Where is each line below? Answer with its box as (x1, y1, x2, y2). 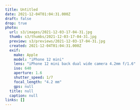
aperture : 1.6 (14, 71, 42, 75)
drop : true (5, 20, 27, 26)
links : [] (5, 98, 25, 103)
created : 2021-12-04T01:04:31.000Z (9, 43, 82, 48)
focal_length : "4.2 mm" (14, 79, 62, 84)
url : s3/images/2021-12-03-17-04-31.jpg (9, 30, 92, 35)
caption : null (9, 93, 38, 98)
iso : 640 (14, 66, 32, 71)
